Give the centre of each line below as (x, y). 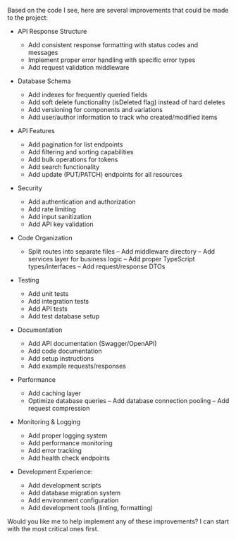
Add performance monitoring (70, 443)
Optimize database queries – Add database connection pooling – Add (129, 401)
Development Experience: (55, 472)
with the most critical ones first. (53, 529)
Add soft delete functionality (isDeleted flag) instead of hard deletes (126, 102)
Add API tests (48, 309)
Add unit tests (48, 294)
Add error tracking (55, 451)
